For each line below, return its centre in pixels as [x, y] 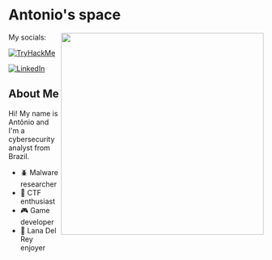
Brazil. [19, 156]
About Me [34, 94]
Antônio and [29, 122]
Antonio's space [65, 15]
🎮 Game [35, 210]
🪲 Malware [39, 172]
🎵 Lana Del [38, 230]
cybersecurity [32, 139]
